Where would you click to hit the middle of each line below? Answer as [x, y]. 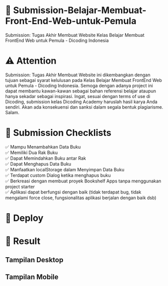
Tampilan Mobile [32, 277]
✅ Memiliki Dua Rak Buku [32, 152]
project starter [20, 186]
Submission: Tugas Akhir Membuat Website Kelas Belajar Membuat [75, 35]
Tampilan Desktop [34, 260]
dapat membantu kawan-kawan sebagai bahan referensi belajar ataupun [81, 91]
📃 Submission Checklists [58, 133]
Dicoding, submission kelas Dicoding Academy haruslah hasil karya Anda [81, 102]
